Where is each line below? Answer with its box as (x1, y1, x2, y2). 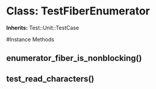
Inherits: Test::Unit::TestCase (6, 24, 80, 31)
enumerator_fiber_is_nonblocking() (6, 53, 142, 64)
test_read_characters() (6, 73, 95, 84)
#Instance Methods (6, 35, 55, 43)
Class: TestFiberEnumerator (6, 4, 151, 18)
